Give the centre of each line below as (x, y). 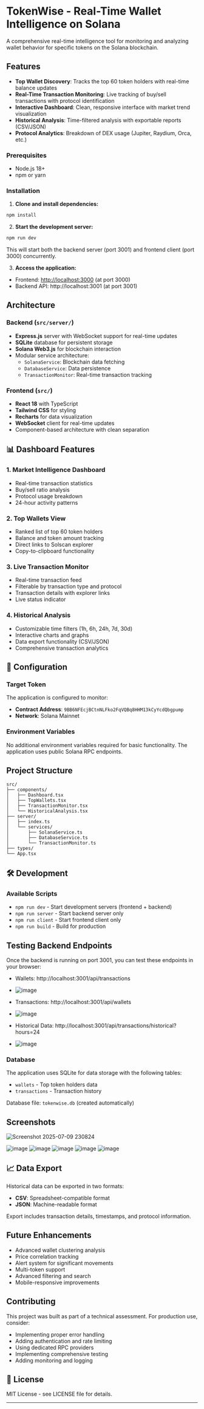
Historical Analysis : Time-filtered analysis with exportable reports (98, 120)
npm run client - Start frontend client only (68, 920)
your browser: (24, 966)
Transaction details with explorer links (63, 593)
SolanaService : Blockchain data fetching (74, 362)
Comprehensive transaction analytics (62, 648)
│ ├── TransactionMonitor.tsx (47, 806)
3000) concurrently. (31, 256)
